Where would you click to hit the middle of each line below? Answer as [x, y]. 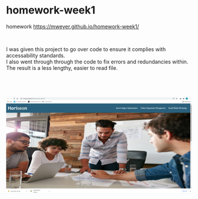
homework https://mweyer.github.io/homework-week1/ [73, 26]
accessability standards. [36, 55]
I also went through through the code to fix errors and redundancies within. [97, 62]
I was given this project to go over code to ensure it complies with [86, 49]
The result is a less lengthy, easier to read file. [62, 68]
